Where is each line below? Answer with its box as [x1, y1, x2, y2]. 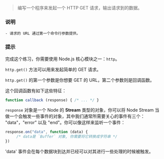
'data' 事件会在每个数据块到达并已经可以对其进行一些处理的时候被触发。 [5, 149, 154, 155]
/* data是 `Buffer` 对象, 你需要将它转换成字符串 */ [16, 134, 118, 139]
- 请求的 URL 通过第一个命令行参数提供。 [5, 31, 81, 36]
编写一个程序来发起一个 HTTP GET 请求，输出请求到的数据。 [17, 5, 142, 10]
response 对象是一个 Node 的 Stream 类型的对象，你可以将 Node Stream [5, 107, 154, 113]
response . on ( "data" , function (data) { [5, 130, 88, 135]
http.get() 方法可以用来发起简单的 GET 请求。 [5, 66, 101, 72]
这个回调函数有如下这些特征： [5, 87, 66, 94]
